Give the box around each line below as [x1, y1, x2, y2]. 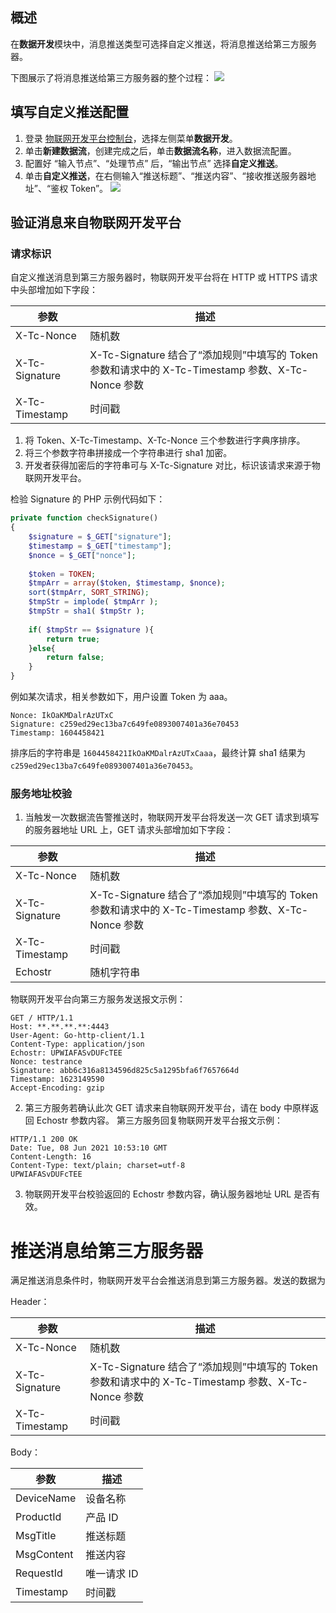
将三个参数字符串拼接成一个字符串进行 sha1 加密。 [24, 447, 233, 459]
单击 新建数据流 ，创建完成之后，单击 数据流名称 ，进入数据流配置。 [24, 144, 297, 157]
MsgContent [15, 1548, 74, 1562]
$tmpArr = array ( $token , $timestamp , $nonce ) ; [28, 578, 226, 588]
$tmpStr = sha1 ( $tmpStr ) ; [28, 606, 145, 617]
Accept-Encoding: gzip [10, 1083, 105, 1093]
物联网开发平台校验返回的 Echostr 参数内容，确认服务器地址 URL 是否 [24, 1188, 312, 1200]
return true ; [46, 634, 101, 644]
